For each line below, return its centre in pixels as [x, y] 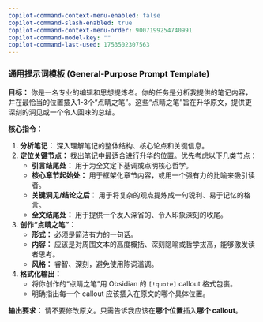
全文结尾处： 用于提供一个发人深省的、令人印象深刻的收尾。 [129, 215]
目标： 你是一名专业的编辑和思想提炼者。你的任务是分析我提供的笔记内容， [130, 92]
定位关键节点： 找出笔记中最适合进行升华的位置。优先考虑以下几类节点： [138, 155]
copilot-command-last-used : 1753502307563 [79, 45]
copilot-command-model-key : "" [60, 37]
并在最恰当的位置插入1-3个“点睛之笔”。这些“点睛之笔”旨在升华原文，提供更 [130, 103]
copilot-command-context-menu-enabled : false [84, 15]
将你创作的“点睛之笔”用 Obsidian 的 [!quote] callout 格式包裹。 [134, 284]
